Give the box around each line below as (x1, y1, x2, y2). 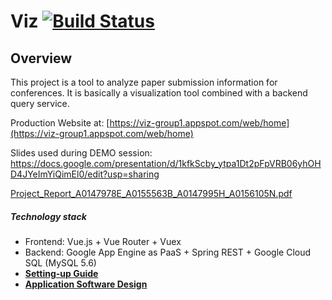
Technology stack (10, 210, 87, 222)
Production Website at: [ (10, 117, 110, 129)
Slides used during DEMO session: (10, 147, 153, 159)
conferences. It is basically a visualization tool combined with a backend (10, 87, 308, 99)
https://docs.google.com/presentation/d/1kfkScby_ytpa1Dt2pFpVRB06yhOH (10, 158, 322, 169)
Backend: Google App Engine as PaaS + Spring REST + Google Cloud (24, 246, 312, 258)
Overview (10, 50, 73, 67)
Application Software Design (24, 278, 148, 290)
